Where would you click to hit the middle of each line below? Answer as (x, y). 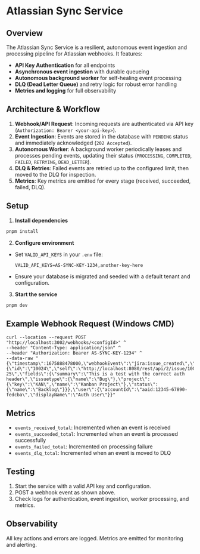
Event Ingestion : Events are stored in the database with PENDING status (101, 136)
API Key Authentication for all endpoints (65, 65)
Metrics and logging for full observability (65, 90)
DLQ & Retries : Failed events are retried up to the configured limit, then (102, 168)
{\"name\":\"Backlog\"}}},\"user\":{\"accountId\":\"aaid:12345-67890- (97, 390)
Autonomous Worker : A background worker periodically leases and (98, 149)
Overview (25, 33)
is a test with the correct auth (143, 374)
